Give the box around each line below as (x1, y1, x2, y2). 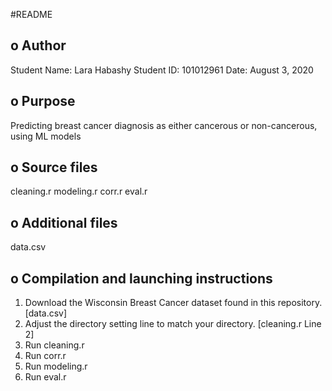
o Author (10, 37, 67, 54)
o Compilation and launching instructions (10, 270, 273, 287)
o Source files (10, 159, 98, 176)
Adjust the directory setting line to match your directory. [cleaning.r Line (24, 318, 322, 330)
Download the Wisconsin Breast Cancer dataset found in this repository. (24, 297, 323, 309)
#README (10, 9, 53, 20)
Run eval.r (24, 371, 67, 383)
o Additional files (10, 214, 118, 231)
